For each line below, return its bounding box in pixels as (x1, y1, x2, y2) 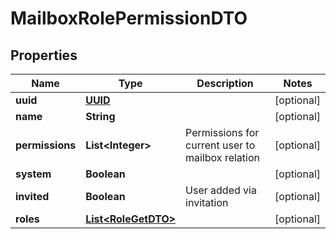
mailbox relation (185, 151, 260, 164)
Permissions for (185, 126, 260, 139)
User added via (185, 183, 257, 197)
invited (15, 190, 50, 203)
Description (196, 77, 254, 90)
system (15, 167, 52, 181)
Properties (10, 47, 78, 64)
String (85, 110, 116, 123)
